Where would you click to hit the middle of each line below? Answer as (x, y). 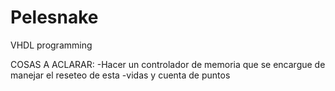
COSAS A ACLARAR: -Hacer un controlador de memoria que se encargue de (168, 64)
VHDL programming (51, 45)
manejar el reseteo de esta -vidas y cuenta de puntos (120, 75)
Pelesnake (54, 17)
